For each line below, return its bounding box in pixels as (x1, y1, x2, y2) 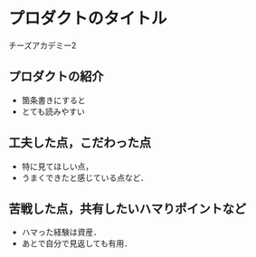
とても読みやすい (21, 106, 85, 117)
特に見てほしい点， (21, 160, 94, 172)
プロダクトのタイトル (8, 8, 168, 29)
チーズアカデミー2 (8, 40, 77, 51)
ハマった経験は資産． (21, 227, 101, 238)
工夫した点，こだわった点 (8, 135, 151, 150)
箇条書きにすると (21, 94, 86, 105)
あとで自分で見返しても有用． (21, 238, 133, 249)
